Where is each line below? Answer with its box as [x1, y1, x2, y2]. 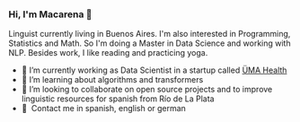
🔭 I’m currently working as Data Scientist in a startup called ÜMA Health [21, 65, 287, 75]
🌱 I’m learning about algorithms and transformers [21, 74, 204, 85]
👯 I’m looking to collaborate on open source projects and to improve [21, 84, 273, 95]
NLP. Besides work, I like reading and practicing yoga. [8, 48, 208, 58]
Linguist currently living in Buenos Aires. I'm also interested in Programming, [8, 29, 291, 39]
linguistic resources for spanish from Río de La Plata [21, 93, 215, 104]
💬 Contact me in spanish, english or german [21, 103, 186, 114]
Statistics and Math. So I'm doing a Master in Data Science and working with [8, 38, 291, 48]
